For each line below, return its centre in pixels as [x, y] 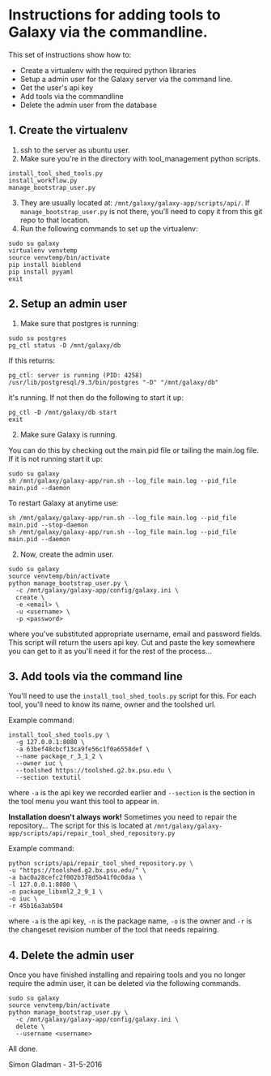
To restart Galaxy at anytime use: [64, 503]
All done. [23, 1049]
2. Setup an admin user [68, 304]
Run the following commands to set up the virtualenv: [109, 228]
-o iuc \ [23, 899]
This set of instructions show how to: [70, 54]
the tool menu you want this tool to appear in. [84, 802]
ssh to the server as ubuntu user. [75, 150]
